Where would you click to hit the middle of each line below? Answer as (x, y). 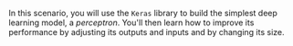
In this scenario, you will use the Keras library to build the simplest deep (143, 13)
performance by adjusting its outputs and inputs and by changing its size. (146, 32)
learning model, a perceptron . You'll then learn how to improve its (131, 23)
